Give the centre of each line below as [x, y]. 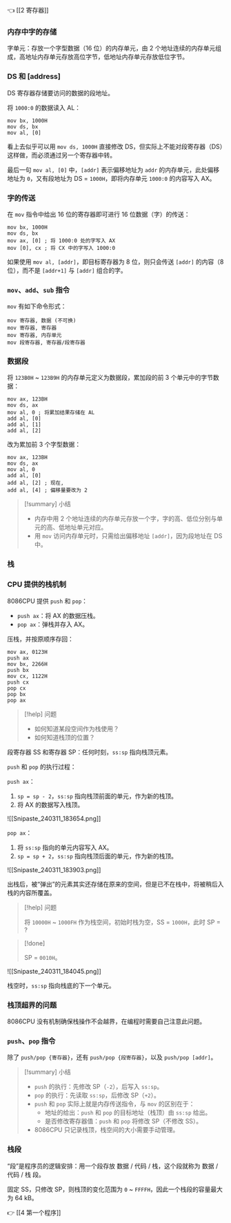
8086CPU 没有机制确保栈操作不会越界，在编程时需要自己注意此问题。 [107, 1021]
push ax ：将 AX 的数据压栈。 [58, 615]
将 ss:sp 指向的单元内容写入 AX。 [65, 847]
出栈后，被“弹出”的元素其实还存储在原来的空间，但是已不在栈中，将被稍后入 [115, 884]
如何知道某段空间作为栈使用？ [77, 729]
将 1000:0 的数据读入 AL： [44, 107]
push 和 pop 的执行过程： [42, 767]
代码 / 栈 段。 [26, 1174]
